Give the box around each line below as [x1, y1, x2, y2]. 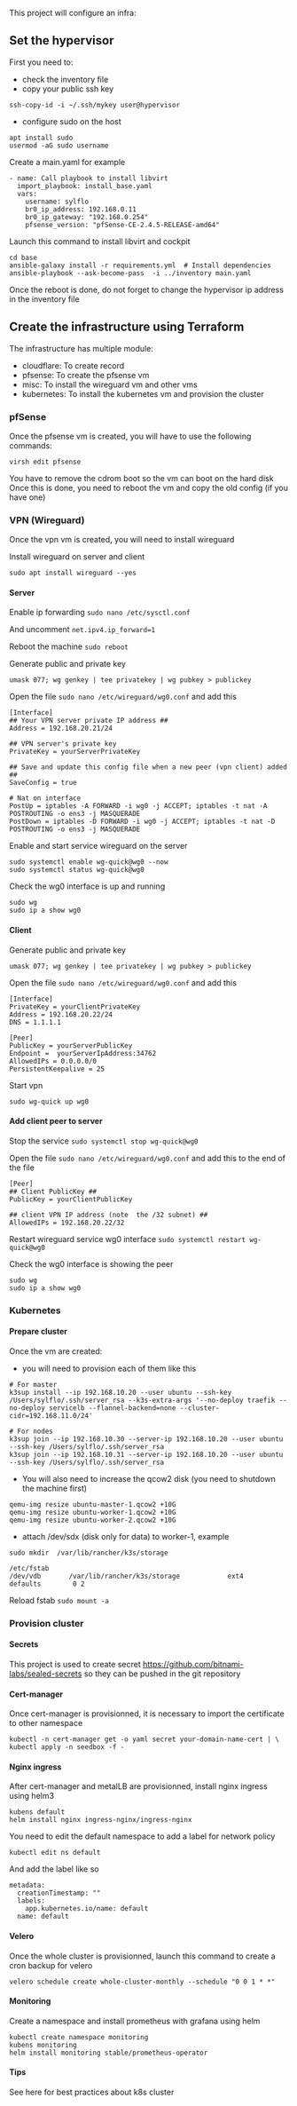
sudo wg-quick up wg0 [9, 1097, 90, 1106]
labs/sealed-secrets [9, 1668, 82, 1679]
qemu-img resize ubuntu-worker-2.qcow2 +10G [9, 1516, 176, 1524]
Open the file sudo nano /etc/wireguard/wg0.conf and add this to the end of [9, 1152, 286, 1163]
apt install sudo [9, 133, 74, 142]
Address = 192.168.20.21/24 [9, 724, 113, 733]
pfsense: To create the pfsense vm [21, 369, 150, 380]
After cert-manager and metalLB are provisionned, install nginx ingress [9, 1781, 268, 1792]
